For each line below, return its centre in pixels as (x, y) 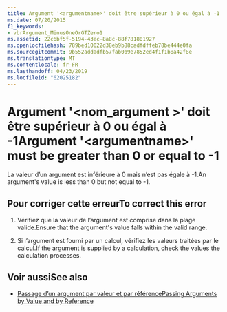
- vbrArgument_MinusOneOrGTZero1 (55, 33)
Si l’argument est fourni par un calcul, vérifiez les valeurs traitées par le (118, 241)
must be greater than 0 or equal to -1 (113, 155)
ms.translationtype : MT (41, 59)
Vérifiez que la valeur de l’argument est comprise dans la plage (106, 220)
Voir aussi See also (47, 277)
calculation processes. (49, 256)
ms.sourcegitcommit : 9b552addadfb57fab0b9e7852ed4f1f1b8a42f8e (100, 52)
